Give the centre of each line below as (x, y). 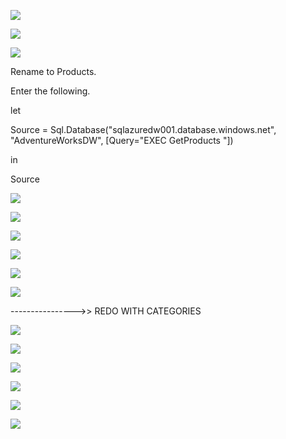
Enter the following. (50, 91)
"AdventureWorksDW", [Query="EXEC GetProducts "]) (122, 140)
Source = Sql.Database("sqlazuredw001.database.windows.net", (143, 129)
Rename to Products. (53, 71)
